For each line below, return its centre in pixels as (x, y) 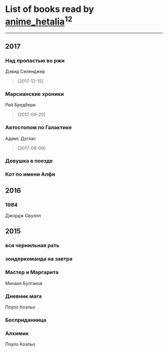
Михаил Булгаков (24, 283)
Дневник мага (23, 296)
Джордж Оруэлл (23, 216)
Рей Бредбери (20, 105)
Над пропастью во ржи (35, 60)
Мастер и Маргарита (32, 272)
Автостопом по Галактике (38, 127)
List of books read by (49, 9)
